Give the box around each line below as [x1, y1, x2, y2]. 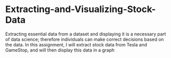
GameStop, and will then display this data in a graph [5, 47, 115, 53]
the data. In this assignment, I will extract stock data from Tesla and [5, 41, 147, 47]
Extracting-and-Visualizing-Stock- [5, 4, 156, 15]
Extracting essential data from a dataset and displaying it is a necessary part [5, 31, 166, 37]
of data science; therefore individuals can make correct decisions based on [5, 36, 164, 42]
